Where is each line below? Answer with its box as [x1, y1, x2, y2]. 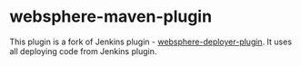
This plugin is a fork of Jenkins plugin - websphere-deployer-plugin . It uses [9, 36, 293, 47]
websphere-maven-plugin [9, 6, 212, 27]
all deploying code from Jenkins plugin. [9, 45, 157, 56]
